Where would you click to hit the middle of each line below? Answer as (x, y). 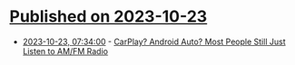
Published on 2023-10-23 (108, 17)
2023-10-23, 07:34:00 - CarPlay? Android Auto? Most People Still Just (154, 42)
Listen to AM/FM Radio (65, 51)
